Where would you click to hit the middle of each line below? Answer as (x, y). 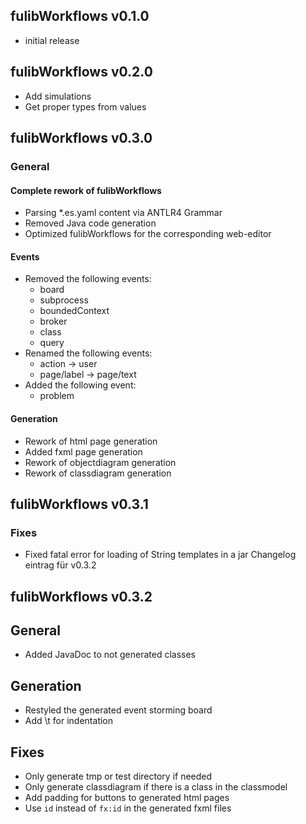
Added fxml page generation (83, 451)
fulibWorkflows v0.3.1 (79, 504)
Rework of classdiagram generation (98, 473)
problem (57, 396)
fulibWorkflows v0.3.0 (81, 138)
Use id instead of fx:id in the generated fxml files (128, 808)
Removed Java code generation (90, 223)
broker (53, 321)
